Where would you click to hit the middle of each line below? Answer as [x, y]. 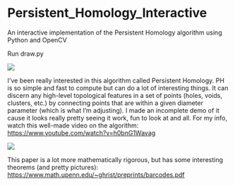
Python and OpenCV [37, 39]
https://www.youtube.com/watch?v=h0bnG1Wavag [82, 132]
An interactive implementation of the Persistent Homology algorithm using [115, 32]
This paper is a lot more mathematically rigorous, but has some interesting [115, 159]
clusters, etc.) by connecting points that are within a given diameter [105, 103]
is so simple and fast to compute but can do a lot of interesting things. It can [118, 88]
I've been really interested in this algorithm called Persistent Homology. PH [116, 80]
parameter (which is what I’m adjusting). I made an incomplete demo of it [114, 110]
